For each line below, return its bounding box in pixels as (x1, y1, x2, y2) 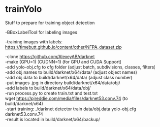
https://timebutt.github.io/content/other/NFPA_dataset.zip (5, 44, 122, 50)
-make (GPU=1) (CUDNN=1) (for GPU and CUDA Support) (5, 59, 122, 64)
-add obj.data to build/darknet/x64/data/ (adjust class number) (5, 74, 133, 80)
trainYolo (5, 3, 42, 15)
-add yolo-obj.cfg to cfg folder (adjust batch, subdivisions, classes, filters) (5, 64, 156, 70)
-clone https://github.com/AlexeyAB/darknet (5, 53, 95, 60)
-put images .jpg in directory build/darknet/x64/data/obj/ (5, 80, 121, 86)
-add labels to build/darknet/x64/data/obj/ (5, 85, 91, 91)
